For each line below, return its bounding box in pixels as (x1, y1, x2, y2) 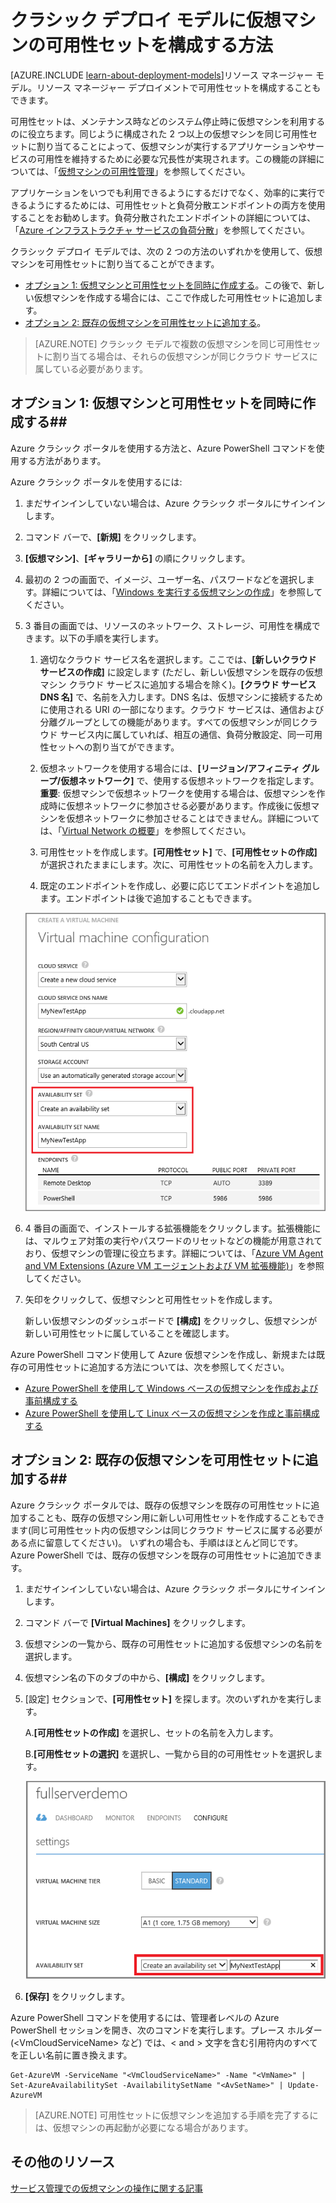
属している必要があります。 (34, 362, 148, 375)
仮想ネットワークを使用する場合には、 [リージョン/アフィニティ (39, 762, 300, 774)
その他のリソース (10, 2154, 115, 2171)
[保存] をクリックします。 (24, 1990, 130, 2002)
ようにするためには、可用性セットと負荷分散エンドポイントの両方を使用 (27, 199, 326, 211)
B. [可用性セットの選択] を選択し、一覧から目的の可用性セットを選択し (24, 1747, 315, 1760)
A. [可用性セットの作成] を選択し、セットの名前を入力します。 (24, 1726, 279, 1738)
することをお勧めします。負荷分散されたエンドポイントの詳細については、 (10, 211, 316, 223)
